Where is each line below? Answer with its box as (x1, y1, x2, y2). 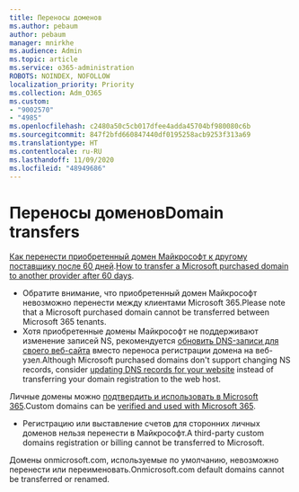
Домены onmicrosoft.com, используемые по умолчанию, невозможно (9, 455, 279, 466)
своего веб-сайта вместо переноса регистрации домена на (22, 345, 254, 356)
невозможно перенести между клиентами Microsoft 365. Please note (22, 298, 286, 309)
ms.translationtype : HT (9, 139, 99, 148)
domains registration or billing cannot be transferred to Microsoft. (22, 437, 265, 448)
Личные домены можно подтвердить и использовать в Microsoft (9, 391, 259, 402)
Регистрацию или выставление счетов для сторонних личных (22, 418, 260, 429)
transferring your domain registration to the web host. (22, 374, 222, 385)
